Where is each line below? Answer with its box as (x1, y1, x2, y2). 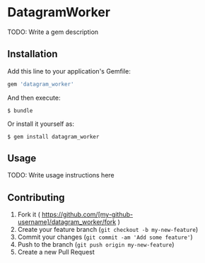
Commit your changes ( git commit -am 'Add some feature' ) (17, 233, 193, 241)
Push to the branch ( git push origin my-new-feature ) (17, 240, 175, 249)
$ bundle (7, 107, 33, 114)
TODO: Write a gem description (7, 28, 99, 36)
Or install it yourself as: (7, 119, 74, 128)
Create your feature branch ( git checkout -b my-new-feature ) (17, 226, 199, 234)
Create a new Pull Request (17, 248, 95, 257)
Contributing (7, 192, 65, 204)
